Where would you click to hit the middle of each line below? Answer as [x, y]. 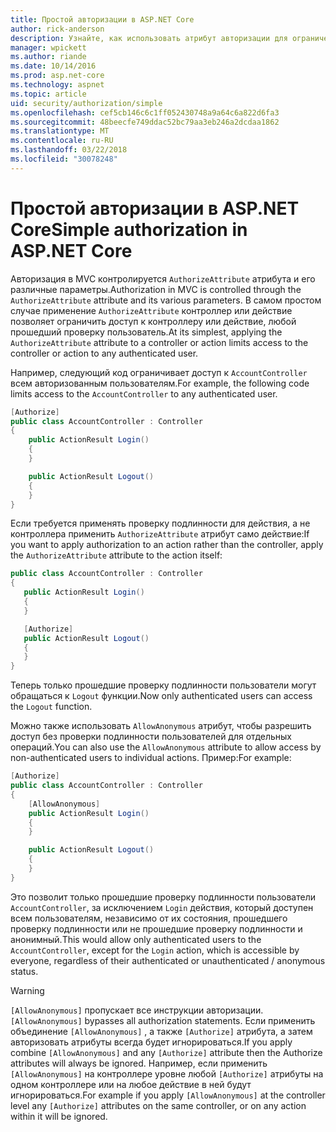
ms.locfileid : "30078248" [64, 159]
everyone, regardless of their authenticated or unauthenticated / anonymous [168, 960]
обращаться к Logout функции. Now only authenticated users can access [161, 696]
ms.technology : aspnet [57, 85]
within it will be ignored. [59, 1116]
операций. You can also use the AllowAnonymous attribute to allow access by [166, 747]
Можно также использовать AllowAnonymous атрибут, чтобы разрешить [161, 726]
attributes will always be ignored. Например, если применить [139, 1063]
